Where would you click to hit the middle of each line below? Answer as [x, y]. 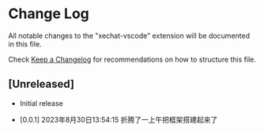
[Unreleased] [41, 84]
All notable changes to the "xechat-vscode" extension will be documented [129, 36]
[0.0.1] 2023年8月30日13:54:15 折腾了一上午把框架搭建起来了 [119, 119]
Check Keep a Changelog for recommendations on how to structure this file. [132, 59]
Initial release [41, 103]
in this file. [25, 43]
